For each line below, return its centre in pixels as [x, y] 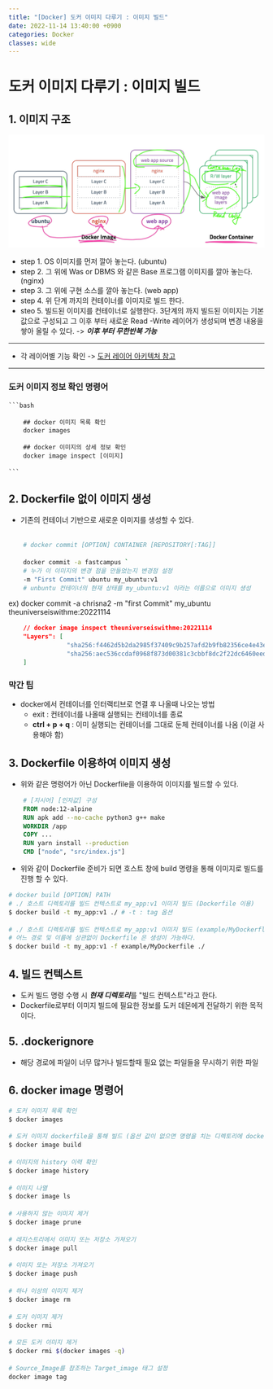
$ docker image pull [43, 1248]
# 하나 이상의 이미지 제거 [45, 1291]
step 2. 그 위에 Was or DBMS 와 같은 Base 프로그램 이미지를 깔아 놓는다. [136, 272]
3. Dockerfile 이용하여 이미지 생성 [90, 762]
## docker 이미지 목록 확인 [65, 422]
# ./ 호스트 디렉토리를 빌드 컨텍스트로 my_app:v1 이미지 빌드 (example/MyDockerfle [139, 929]
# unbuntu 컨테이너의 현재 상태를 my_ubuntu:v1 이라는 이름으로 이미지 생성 [137, 588]
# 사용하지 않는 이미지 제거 [48, 1214]
